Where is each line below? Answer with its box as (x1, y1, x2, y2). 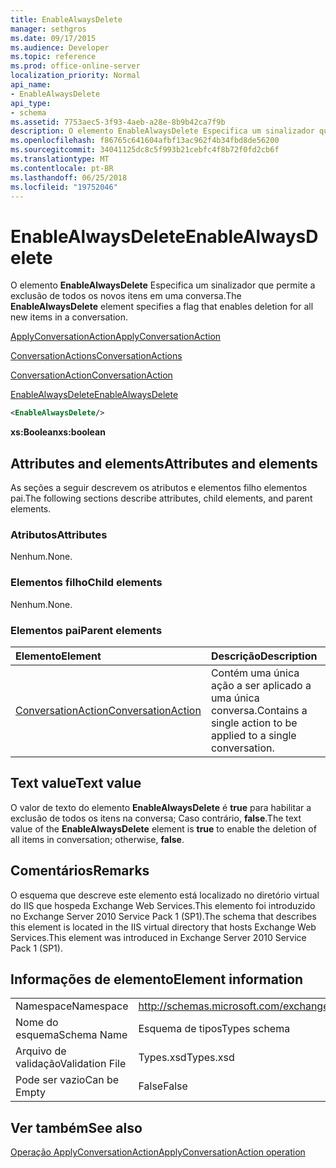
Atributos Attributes (10, 527, 108, 541)
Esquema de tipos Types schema (138, 1022, 291, 1036)
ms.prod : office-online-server (10, 61, 141, 71)
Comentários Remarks (10, 862, 150, 880)
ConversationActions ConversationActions (10, 350, 183, 362)
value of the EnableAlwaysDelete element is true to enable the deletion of (10, 822, 317, 835)
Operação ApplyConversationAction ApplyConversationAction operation (10, 1146, 306, 1158)
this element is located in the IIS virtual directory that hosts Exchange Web (10, 921, 317, 933)
